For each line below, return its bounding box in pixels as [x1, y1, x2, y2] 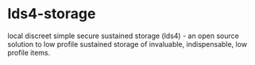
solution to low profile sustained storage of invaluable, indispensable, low [7, 39, 248, 48]
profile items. [7, 48, 51, 57]
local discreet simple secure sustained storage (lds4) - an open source [7, 31, 239, 40]
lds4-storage [7, 5, 96, 23]
